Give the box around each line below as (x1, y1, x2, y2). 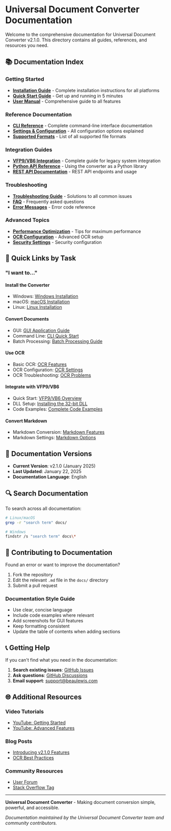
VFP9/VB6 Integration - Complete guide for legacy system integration (12, 158, 161, 164)
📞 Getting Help (5, 643, 50, 652)
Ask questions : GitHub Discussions (12, 672, 88, 679)
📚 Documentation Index (5, 58, 84, 66)
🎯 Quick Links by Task (5, 254, 76, 263)
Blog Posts (5, 737, 33, 745)
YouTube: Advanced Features (12, 725, 75, 731)
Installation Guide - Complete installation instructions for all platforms (12, 87, 160, 93)
